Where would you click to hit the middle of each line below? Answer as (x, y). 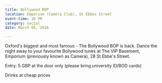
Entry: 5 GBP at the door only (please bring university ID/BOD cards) (73, 66)
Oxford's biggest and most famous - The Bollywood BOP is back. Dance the (81, 46)
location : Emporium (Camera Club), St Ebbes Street (58, 14)
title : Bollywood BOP (27, 10)
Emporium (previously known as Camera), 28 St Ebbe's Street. (68, 56)
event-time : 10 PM (24, 19)
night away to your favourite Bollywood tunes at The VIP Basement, (72, 51)
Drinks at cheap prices (28, 75)
